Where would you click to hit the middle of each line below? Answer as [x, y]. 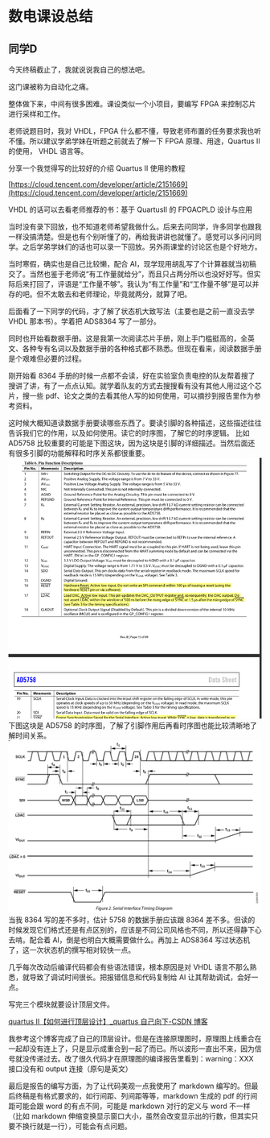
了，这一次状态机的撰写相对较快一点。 [72, 950]
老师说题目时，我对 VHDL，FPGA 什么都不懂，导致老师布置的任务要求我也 [131, 131]
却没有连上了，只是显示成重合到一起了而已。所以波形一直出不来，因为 [138, 1049]
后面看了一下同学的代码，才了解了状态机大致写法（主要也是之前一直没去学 [131, 311]
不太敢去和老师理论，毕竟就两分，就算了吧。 [117, 294]
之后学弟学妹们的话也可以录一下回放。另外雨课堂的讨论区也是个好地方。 [142, 247]
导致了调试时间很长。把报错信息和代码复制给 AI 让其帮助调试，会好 [140, 977]
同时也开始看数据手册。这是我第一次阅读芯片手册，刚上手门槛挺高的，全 [128, 338]
